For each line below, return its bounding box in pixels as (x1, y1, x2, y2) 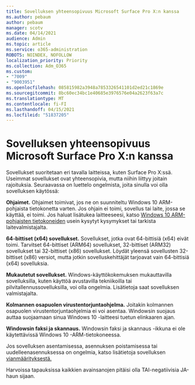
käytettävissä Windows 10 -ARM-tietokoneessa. (6, 331, 121, 338)
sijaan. (19, 373, 35, 380)
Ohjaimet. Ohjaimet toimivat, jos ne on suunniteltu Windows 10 (6, 199, 158, 206)
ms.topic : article (6, 42, 51, 47)
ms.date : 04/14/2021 (6, 30, 57, 36)
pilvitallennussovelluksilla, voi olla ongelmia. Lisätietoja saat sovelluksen (6, 284, 180, 291)
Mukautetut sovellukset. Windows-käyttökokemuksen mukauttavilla (6, 271, 172, 279)
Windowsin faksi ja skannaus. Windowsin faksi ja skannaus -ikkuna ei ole (6, 325, 186, 332)
